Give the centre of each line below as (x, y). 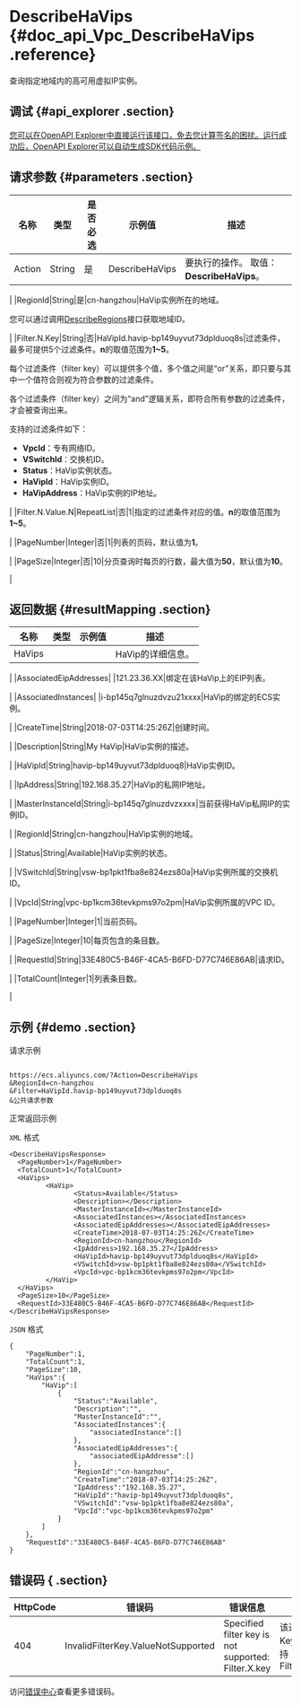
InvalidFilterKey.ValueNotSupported (140, 1646)
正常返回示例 (33, 1118)
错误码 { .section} (59, 1580)
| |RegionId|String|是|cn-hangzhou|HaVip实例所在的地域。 (116, 300)
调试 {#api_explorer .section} (92, 112)
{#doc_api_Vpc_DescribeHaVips (132, 35)
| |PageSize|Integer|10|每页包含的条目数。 (87, 940)
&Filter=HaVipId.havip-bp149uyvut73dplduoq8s (95, 1091)
